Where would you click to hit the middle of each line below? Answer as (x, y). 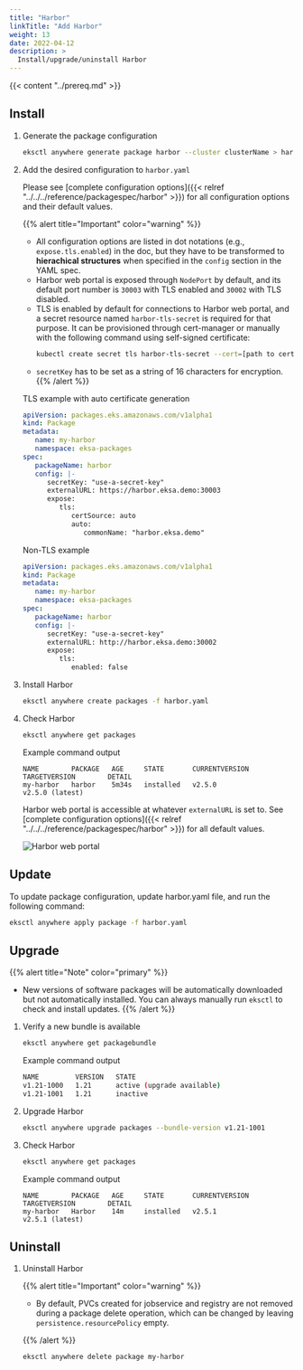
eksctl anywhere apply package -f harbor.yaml (98, 922)
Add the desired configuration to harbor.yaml (106, 169)
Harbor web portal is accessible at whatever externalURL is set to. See (153, 809)
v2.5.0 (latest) (53, 792)
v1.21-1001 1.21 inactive (85, 1094)
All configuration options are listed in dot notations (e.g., (140, 241)
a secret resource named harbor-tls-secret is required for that (153, 318)
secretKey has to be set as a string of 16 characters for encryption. (160, 371)
